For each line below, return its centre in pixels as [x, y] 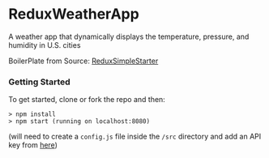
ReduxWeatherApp [74, 14]
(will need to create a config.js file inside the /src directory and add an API [135, 137]
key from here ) [33, 145]
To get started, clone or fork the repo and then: [87, 100]
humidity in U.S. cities [45, 45]
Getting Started [39, 82]
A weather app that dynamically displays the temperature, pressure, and [129, 36]
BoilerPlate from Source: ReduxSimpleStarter [83, 61]
